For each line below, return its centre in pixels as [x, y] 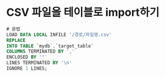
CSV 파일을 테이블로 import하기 [83, 12]
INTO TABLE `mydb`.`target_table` [50, 46]
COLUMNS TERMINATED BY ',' [40, 52]
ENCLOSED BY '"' [27, 57]
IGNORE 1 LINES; [27, 69]
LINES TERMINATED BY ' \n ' [39, 63]
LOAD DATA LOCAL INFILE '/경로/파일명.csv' [59, 35]
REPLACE [16, 40]
